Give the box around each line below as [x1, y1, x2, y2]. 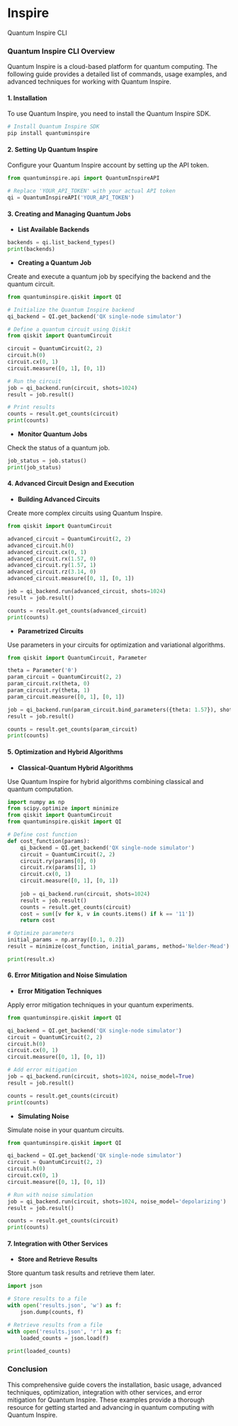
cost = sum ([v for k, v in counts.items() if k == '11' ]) [20, 910, 195, 918]
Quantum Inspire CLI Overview [7, 46, 115, 56]
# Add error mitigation [7, 1067, 78, 1074]
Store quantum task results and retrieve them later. [7, 1269, 156, 1278]
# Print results [7, 403, 55, 411]
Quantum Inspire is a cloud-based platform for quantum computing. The [7, 62, 218, 71]
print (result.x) [7, 955, 55, 963]
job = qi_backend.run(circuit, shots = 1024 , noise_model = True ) [7, 1073, 195, 1080]
